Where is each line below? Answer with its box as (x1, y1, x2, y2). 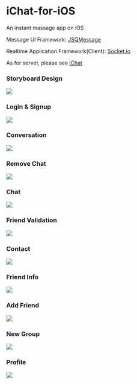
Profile (6, 357, 26, 366)
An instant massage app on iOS (6, 24, 84, 31)
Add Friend (6, 301, 40, 310)
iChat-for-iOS (6, 4, 76, 18)
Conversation (6, 131, 47, 139)
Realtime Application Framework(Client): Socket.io (6, 47, 131, 55)
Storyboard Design (6, 74, 63, 83)
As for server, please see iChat (6, 59, 83, 66)
